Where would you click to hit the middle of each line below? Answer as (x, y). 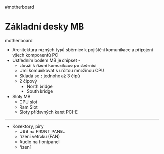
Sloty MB (21, 96)
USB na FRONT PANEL (42, 131)
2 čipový (28, 81)
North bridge (40, 86)
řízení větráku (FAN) (40, 136)
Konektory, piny (28, 126)
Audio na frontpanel (39, 142)
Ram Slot (28, 107)
